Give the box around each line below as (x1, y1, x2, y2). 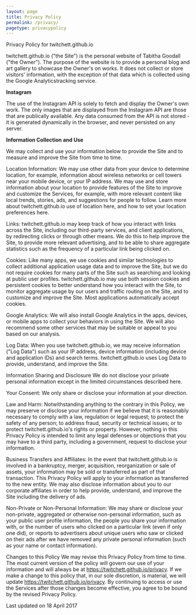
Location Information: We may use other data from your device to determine (6, 165, 190, 173)
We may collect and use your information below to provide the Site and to (6, 148, 183, 155)
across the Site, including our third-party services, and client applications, (6, 227, 184, 234)
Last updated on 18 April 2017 (6, 602, 78, 609)
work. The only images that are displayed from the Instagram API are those (6, 106, 187, 113)
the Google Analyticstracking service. (6, 77, 97, 85)
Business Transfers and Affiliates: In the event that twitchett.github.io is (6, 456, 178, 463)
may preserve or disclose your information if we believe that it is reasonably (6, 407, 189, 414)
